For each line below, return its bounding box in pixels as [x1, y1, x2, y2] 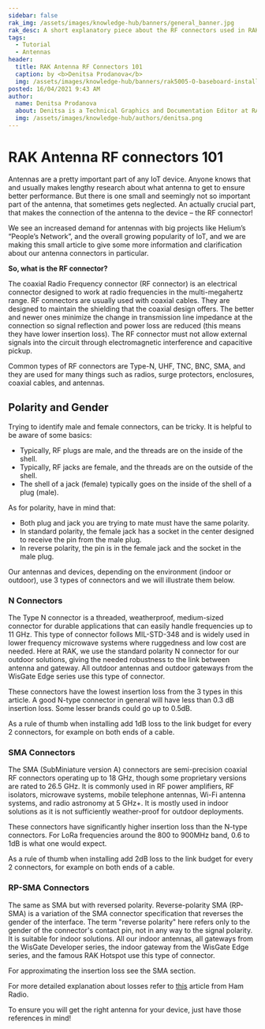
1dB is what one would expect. [8, 839, 107, 848]
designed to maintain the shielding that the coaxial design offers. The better [8, 304, 255, 313]
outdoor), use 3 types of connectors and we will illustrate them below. [8, 575, 235, 585]
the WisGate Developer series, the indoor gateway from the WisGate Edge [8, 942, 249, 952]
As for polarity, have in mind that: [8, 503, 116, 512]
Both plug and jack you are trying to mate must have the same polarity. [19, 518, 250, 527]
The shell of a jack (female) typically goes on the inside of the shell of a [19, 479, 252, 488]
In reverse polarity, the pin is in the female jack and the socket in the [19, 543, 242, 552]
